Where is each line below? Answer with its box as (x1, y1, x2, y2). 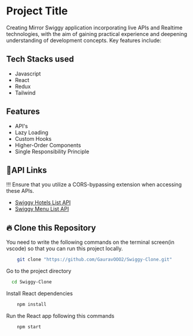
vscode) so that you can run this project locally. (6, 245, 123, 252)
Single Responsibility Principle (14, 148, 90, 155)
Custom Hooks (14, 135, 52, 142)
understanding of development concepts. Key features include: (6, 37, 161, 44)
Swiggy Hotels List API (14, 199, 71, 206)
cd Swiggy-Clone (11, 279, 52, 285)
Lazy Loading (14, 129, 49, 136)
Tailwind (14, 89, 36, 96)
